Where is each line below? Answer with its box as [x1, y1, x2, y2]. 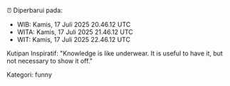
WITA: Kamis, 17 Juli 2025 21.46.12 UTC [16, 28, 133, 36]
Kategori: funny [6, 70, 53, 79]
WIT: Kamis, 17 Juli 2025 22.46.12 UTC [16, 36, 131, 43]
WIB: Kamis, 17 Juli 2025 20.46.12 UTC [16, 21, 131, 28]
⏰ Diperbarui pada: [6, 6, 63, 14]
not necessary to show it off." [6, 57, 93, 65]
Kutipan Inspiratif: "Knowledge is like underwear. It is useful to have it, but [6, 49, 224, 58]
